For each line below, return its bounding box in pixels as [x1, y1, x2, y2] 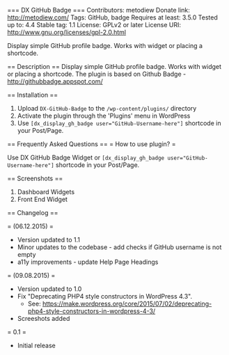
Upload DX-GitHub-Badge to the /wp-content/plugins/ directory [17, 104, 197, 112]
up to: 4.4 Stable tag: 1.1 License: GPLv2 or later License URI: [7, 21, 182, 29]
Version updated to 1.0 [17, 285, 82, 293]
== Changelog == [7, 209, 58, 216]
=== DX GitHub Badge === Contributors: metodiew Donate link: [7, 6, 190, 14]
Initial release [17, 341, 56, 349]
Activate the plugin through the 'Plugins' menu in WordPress [17, 111, 191, 120]
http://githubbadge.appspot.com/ [7, 77, 103, 86]
